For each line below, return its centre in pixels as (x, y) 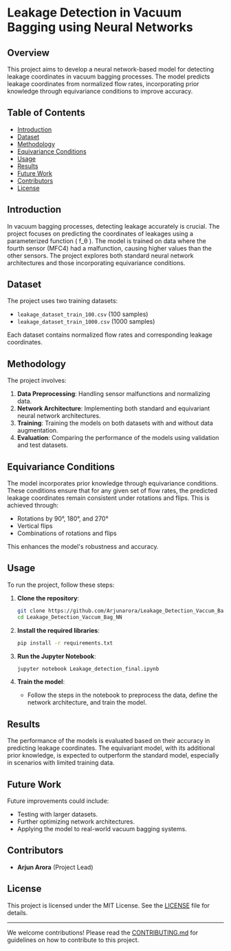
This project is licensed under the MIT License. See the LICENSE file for (109, 905)
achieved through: (33, 505)
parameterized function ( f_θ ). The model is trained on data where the (107, 241)
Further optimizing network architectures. (76, 822)
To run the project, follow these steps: (61, 585)
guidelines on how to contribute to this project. (73, 940)
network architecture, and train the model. (87, 702)
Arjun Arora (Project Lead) (55, 867)
